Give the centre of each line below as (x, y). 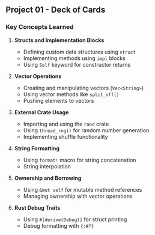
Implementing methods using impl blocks (74, 58)
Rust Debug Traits (37, 207)
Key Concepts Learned (40, 27)
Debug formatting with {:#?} (59, 225)
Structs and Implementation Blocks (59, 40)
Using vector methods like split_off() (71, 94)
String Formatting (37, 148)
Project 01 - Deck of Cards (56, 10)
